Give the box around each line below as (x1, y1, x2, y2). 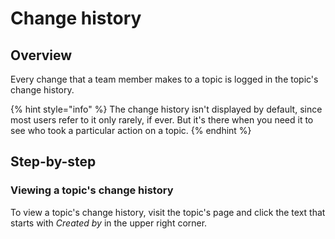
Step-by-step (10, 153, 97, 171)
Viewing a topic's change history (10, 183, 174, 197)
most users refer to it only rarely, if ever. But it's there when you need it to (10, 114, 314, 126)
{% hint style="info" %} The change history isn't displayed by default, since (10, 103, 323, 115)
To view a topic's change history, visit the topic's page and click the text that (10, 206, 326, 218)
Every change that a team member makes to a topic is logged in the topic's (10, 73, 319, 85)
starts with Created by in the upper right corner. (10, 217, 208, 229)
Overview (10, 47, 73, 64)
